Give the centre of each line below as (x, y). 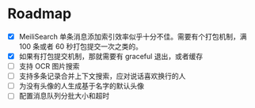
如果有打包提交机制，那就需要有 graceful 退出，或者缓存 (111, 56)
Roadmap (40, 14)
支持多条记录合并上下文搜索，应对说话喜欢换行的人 (102, 76)
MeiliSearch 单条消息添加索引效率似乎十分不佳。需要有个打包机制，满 (133, 36)
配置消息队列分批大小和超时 (64, 96)
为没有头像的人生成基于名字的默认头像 (81, 86)
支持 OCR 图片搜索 (49, 66)
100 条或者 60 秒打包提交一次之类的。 (81, 47)
